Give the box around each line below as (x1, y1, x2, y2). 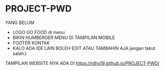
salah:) (12, 50, 27, 56)
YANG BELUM (5, 19, 34, 25)
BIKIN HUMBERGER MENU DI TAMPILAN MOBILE (12, 34, 115, 40)
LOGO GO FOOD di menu (12, 29, 65, 35)
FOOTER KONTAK (12, 39, 50, 45)
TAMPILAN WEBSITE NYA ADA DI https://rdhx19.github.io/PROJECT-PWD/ (5, 60, 160, 66)
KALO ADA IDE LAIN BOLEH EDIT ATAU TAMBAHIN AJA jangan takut (12, 45, 155, 51)
